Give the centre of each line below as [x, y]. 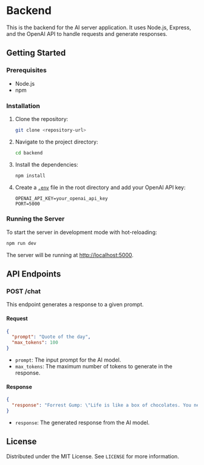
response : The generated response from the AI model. [82, 422]
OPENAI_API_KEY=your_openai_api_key [61, 198]
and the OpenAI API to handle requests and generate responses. [87, 33]
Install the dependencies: [47, 164]
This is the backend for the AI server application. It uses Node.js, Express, [99, 27]
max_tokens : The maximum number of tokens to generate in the [94, 367]
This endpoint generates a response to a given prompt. [75, 305]
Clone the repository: [42, 119]
